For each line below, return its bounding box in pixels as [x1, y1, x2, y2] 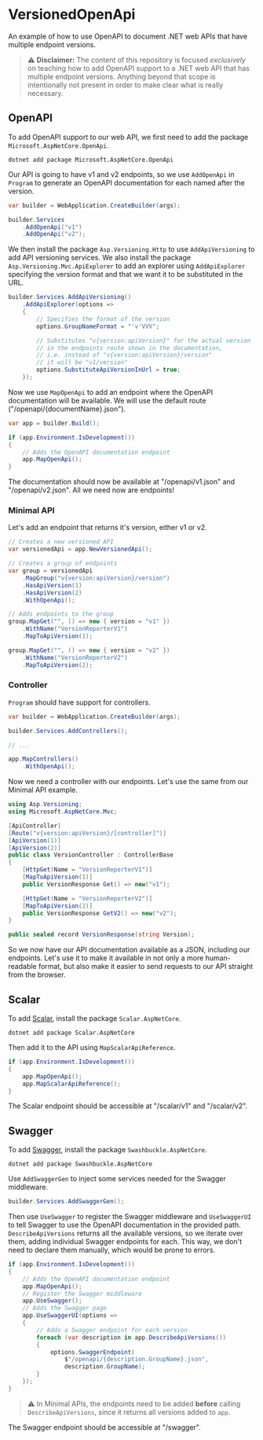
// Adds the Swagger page [22, 1304, 108, 1313]
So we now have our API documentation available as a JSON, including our [8, 945, 250, 955]
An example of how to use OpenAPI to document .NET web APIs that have [8, 31, 248, 41]
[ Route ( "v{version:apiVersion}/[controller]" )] [8, 829, 167, 837]
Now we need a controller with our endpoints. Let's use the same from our [8, 777, 249, 786]
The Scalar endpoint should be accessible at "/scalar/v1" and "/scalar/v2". [8, 1101, 248, 1110]
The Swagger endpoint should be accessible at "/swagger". [8, 1422, 202, 1432]
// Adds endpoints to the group [8, 610, 114, 618]
